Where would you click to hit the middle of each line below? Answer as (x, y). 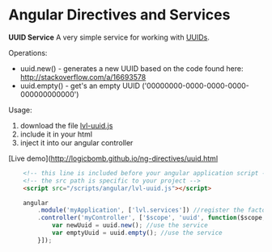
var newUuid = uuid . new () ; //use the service (130, 225)
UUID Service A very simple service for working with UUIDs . (109, 37)
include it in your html (56, 134)
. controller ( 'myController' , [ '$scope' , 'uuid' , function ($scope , (152, 218)
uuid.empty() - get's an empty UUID (80, 86)
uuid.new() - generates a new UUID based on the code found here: (132, 68)
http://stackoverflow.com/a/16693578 (83, 77)
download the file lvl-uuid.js (66, 125)
